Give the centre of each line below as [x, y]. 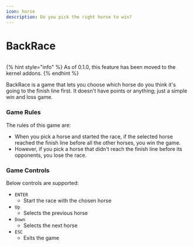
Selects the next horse [50, 225]
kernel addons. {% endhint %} [42, 73]
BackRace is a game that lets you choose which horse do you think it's [91, 85]
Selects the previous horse [56, 213]
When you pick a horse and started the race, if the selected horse [94, 136]
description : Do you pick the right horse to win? [69, 17]
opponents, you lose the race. [51, 155]
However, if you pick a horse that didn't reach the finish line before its [98, 149]
